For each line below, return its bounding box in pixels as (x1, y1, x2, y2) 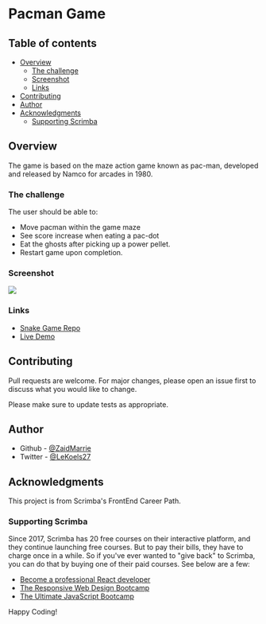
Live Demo (19, 331, 56, 341)
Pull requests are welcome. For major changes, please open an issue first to (8, 375, 256, 386)
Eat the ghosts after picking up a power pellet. (19, 239, 171, 249)
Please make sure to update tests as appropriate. (8, 399, 169, 409)
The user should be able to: (8, 207, 98, 217)
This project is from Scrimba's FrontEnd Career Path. (8, 496, 181, 506)
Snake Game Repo (19, 323, 81, 332)
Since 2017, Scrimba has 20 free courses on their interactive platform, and (8, 534, 251, 544)
